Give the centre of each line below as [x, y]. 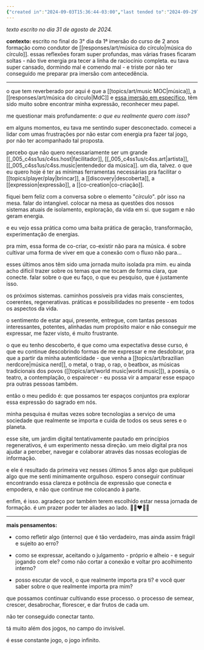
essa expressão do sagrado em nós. [52, 402]
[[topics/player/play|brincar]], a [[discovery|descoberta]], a [80, 178]
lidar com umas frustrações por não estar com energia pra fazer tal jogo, [97, 134]
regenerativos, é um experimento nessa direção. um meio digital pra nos [97, 445]
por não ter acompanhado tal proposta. [55, 140]
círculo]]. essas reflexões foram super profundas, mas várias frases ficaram [101, 54]
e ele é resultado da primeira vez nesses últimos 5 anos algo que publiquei [100, 470]
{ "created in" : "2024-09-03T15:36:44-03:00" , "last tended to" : [87, 12]
